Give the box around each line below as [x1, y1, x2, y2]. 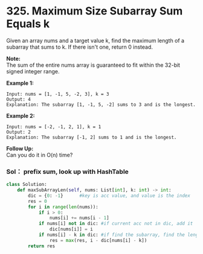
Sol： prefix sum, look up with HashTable [6, 167, 129, 176]
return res [28, 243, 56, 249]
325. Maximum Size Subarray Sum [6, 4, 183, 18]
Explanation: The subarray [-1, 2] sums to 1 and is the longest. [6, 134, 177, 140]
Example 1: [6, 79, 34, 87]
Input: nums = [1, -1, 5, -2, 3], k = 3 [6, 91, 110, 97]
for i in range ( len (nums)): [28, 203, 98, 210]
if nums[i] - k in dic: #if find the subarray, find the [38, 232, 185, 238]
